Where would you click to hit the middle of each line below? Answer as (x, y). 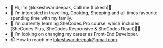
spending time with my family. (41, 18)
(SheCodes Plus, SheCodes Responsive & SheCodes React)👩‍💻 (75, 29)
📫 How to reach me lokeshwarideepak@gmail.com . (64, 40)
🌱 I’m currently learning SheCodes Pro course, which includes (75, 23)
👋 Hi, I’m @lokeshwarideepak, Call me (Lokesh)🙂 (61, 8)
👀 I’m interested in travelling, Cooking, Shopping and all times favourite (84, 13)
